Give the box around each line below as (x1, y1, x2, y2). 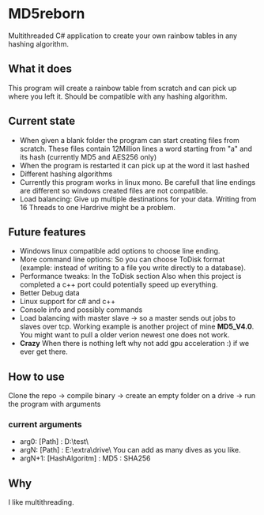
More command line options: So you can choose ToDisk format (19, 254, 225, 265)
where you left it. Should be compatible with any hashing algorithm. (8, 92, 228, 101)
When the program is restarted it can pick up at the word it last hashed (19, 160, 251, 170)
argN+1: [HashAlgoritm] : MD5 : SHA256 (19, 453, 152, 463)
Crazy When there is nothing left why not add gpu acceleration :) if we (19, 339, 250, 348)
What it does (8, 62, 73, 76)
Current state (8, 115, 76, 128)
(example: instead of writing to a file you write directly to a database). (19, 263, 247, 273)
